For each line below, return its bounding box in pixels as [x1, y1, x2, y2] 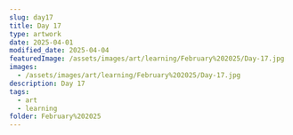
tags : [9, 87, 29, 96]
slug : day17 [9, 12, 53, 22]
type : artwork [9, 29, 62, 38]
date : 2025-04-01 [9, 37, 74, 47]
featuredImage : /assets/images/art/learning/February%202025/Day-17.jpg [9, 54, 285, 63]
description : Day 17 [9, 79, 86, 88]
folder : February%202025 [9, 112, 102, 121]
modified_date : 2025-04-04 [9, 46, 110, 55]
